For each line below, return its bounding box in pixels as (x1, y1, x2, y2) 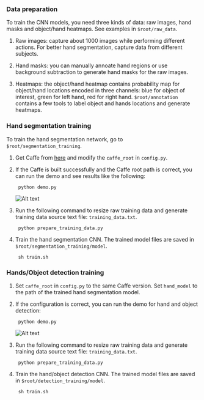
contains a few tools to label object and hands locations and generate (15, 100, 191, 107)
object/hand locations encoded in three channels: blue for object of (15, 87, 185, 94)
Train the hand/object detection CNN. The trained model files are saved (15, 370, 195, 377)
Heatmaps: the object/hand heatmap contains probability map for (15, 80, 180, 87)
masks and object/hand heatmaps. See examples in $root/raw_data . (6, 25, 178, 32)
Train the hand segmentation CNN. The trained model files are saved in (15, 235, 194, 243)
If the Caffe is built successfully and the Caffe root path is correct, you (15, 166, 192, 173)
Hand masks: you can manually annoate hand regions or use (15, 62, 168, 69)
